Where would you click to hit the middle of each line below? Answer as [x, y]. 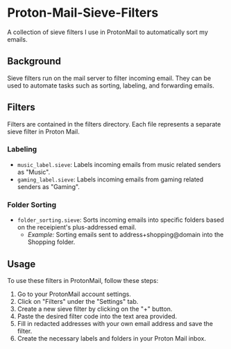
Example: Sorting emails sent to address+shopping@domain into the [126, 235]
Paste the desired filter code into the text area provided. [97, 316]
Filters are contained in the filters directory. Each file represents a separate [114, 124]
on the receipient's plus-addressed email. [77, 227]
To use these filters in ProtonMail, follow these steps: [83, 280]
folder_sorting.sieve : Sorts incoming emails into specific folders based [120, 220]
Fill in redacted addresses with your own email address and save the [115, 323]
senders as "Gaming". [48, 186]
